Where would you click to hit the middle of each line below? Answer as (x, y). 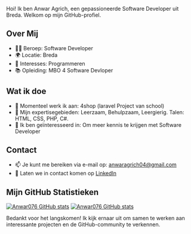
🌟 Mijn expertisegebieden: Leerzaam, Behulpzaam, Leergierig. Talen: (99, 112)
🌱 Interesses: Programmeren (50, 63)
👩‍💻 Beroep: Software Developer (54, 48)
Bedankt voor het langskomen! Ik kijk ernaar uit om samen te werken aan (95, 218)
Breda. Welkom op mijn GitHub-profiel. (54, 15)
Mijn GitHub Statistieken (53, 192)
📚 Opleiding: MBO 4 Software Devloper (64, 70)
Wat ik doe (26, 91)
